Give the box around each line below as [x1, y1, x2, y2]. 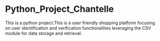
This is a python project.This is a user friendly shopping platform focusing [5, 20, 156, 26]
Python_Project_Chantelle [5, 3, 114, 15]
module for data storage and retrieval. [5, 30, 82, 36]
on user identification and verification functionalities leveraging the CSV [5, 25, 152, 31]
